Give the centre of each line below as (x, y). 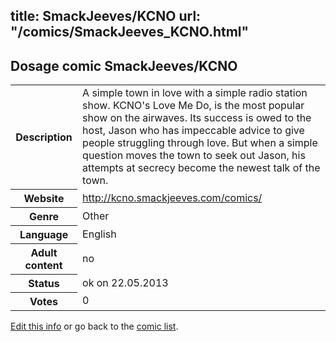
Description (44, 137)
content (43, 265)
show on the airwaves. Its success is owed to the (197, 118)
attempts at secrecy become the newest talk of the (201, 168)
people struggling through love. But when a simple (200, 143)
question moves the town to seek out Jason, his (194, 156)
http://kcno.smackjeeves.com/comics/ (172, 197)
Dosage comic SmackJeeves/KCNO (124, 65)
